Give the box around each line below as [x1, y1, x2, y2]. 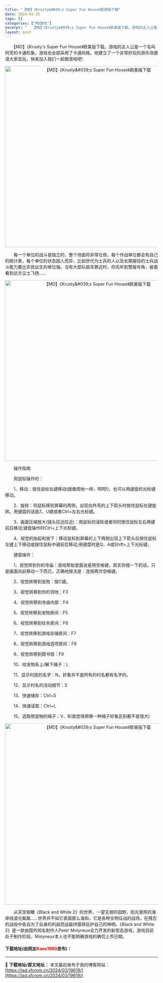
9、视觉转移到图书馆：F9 [13, 651, 64, 657]
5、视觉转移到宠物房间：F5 [13, 610, 68, 616]
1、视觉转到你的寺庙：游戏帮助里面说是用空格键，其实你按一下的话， [13, 562, 151, 568]
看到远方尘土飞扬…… [5, 270, 47, 276]
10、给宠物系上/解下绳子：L [13, 661, 69, 667]
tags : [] [5, 16, 23, 21]
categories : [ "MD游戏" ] [5, 20, 52, 26]
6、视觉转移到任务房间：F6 [13, 620, 68, 626]
